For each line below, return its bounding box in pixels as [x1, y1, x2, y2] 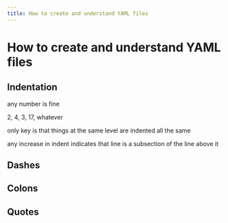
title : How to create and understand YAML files [7, 10, 149, 17]
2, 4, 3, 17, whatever [7, 113, 64, 121]
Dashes [7, 159, 40, 172]
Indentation [7, 82, 58, 93]
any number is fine [7, 99, 60, 108]
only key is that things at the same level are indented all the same [7, 126, 191, 134]
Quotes [7, 206, 40, 218]
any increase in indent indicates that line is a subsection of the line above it [7, 139, 219, 148]
